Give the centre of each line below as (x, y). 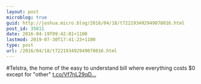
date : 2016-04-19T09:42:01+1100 (47, 34)
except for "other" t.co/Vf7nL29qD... (51, 74)
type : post (20, 46)
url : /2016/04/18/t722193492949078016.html (62, 51)
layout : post (23, 12)
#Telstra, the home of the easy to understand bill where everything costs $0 (101, 68)
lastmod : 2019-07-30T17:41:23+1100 (51, 40)
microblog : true (27, 17)
